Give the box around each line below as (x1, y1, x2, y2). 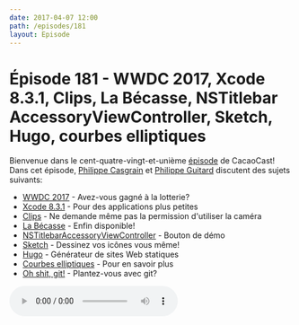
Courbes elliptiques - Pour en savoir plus (22, 259, 174, 269)
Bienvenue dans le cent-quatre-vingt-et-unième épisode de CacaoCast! (9, 155, 276, 166)
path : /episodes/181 (9, 22, 87, 31)
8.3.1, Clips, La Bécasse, (9, 87, 193, 108)
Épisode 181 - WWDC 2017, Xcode (9, 68, 266, 89)
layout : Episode (9, 30, 70, 39)
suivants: (9, 174, 43, 185)
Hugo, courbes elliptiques (9, 126, 207, 146)
